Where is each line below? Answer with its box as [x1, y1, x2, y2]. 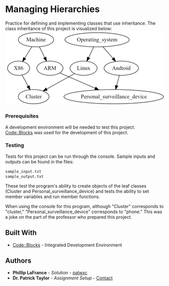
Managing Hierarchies [5, 4, 100, 15]
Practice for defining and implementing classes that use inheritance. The [5, 20, 156, 26]
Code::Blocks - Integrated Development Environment [12, 242, 122, 248]
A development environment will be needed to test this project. [5, 124, 135, 130]
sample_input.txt [5, 169, 42, 174]
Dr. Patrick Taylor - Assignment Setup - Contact [12, 275, 113, 281]
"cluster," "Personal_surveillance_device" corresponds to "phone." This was [5, 209, 162, 215]
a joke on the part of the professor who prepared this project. [5, 214, 132, 220]
